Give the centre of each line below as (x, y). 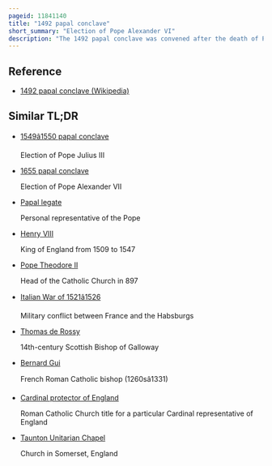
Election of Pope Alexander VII (71, 186)
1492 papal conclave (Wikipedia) (74, 91)
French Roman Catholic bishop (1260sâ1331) (94, 378)
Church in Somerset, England (69, 453)
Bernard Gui (40, 362)
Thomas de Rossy (50, 331)
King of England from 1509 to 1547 (78, 249)
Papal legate (41, 202)
